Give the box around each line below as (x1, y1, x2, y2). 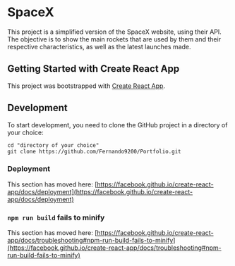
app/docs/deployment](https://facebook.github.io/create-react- (7, 187, 193, 196)
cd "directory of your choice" (7, 141, 100, 148)
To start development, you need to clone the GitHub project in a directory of (7, 120, 228, 129)
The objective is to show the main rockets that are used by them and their (7, 34, 221, 43)
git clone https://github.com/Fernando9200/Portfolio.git (7, 148, 181, 155)
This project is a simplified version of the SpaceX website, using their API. (7, 27, 222, 36)
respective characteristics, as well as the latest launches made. (7, 42, 192, 51)
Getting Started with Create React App (7, 63, 180, 75)
